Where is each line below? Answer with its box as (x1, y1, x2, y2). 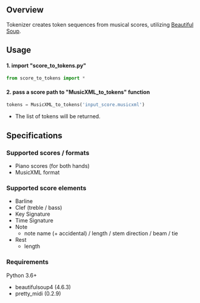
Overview (6, 5, 44, 15)
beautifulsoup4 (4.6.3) (15, 283, 72, 290)
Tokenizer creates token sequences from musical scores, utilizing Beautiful (6, 21, 194, 28)
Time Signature (15, 217, 53, 224)
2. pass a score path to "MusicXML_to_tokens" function (6, 88, 150, 96)
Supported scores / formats (6, 148, 90, 157)
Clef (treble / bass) (15, 204, 62, 211)
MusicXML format (15, 169, 60, 176)
